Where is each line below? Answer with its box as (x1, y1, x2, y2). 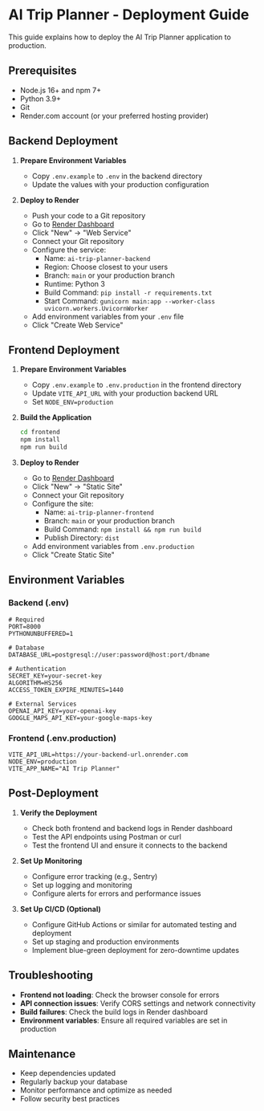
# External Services (8, 700, 78, 708)
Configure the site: (31, 499, 94, 508)
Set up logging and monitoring (31, 880, 132, 889)
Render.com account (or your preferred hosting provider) (19, 111, 209, 120)
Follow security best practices (19, 1094, 120, 1104)
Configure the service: (31, 245, 107, 254)
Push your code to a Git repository (31, 210, 146, 220)
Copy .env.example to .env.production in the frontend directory (31, 380, 242, 390)
